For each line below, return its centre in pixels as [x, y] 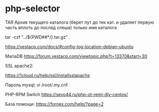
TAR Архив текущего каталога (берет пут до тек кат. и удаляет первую [80, 22]
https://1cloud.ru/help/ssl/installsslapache [48, 75]
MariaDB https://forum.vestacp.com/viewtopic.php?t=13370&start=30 [76, 56]
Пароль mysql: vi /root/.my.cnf [37, 85]
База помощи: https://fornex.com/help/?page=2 [54, 104]
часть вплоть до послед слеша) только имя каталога [61, 27]
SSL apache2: [19, 66]
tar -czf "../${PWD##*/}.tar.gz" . [38, 37]
